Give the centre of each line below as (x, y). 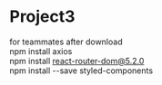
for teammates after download (66, 42)
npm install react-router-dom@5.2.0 (77, 61)
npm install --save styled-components (81, 71)
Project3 (42, 17)
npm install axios (41, 51)
